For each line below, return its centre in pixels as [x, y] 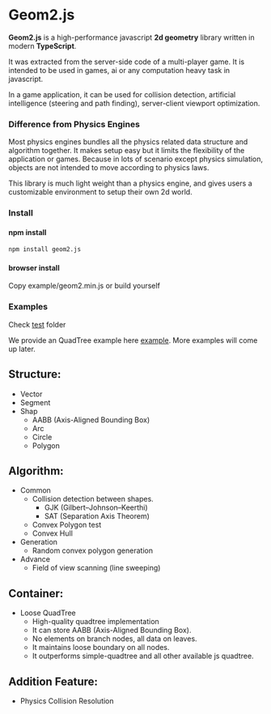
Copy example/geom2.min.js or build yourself [84, 286]
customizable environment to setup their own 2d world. [100, 192]
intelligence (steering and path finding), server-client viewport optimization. [134, 103]
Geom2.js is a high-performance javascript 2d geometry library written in [131, 37]
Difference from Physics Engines [74, 124]
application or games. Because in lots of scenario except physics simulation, [136, 159]
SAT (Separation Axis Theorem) [97, 516]
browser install [34, 267]
